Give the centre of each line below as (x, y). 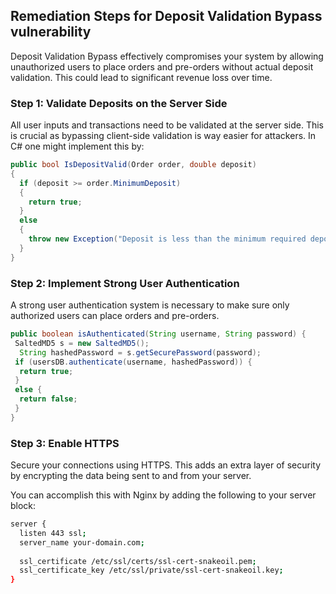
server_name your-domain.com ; (82, 542)
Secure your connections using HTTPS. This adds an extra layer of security (166, 465)
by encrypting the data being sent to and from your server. (131, 476)
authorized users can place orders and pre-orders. (115, 316)
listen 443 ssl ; (53, 533)
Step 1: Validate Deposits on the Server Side (119, 103)
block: (23, 506)
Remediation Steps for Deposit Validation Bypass (166, 16)
